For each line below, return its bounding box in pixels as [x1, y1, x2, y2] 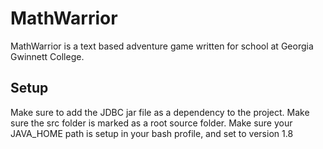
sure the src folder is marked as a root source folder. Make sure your [10, 117, 293, 129]
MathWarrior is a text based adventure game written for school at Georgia [10, 40, 314, 52]
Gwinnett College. [10, 50, 85, 62]
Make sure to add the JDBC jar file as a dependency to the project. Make [10, 106, 310, 118]
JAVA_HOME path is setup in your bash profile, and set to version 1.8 [10, 127, 294, 139]
